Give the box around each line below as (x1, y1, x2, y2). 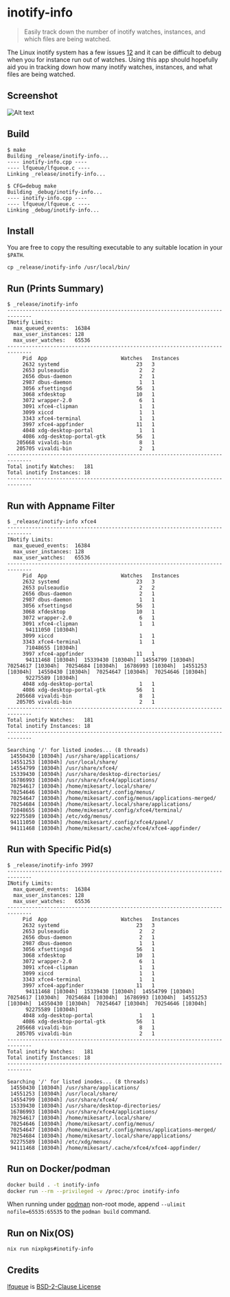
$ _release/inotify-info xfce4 (7, 518, 97, 525)
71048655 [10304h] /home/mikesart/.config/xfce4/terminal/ (10, 807, 183, 814)
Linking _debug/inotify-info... (7, 206, 100, 214)
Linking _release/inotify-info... (7, 170, 106, 177)
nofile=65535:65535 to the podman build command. (7, 1208, 151, 1216)
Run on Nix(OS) (7, 1227, 74, 1239)
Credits (7, 1264, 40, 1276)
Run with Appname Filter (7, 500, 115, 511)
